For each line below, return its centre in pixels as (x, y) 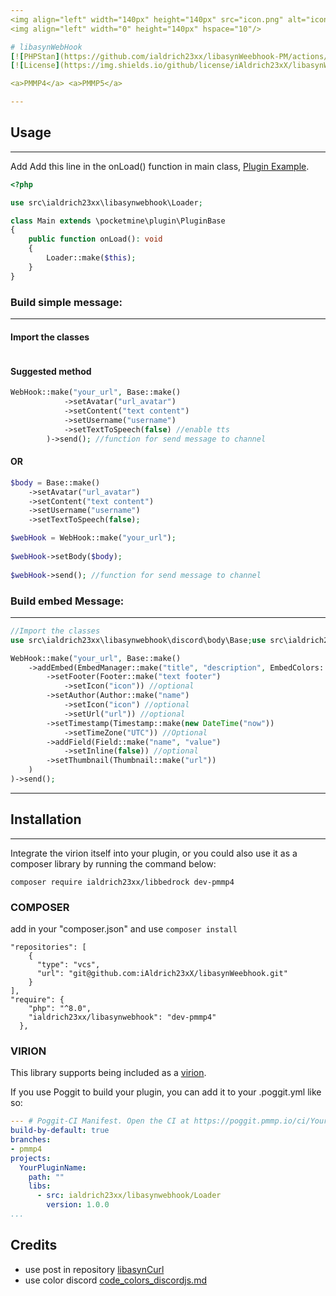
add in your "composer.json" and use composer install (124, 929)
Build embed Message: (67, 601)
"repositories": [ (48, 947)
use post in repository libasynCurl (94, 1269)
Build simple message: (66, 302)
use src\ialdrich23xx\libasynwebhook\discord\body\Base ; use (138, 640)
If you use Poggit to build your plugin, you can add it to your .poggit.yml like (166, 1092)
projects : (31, 1158)
